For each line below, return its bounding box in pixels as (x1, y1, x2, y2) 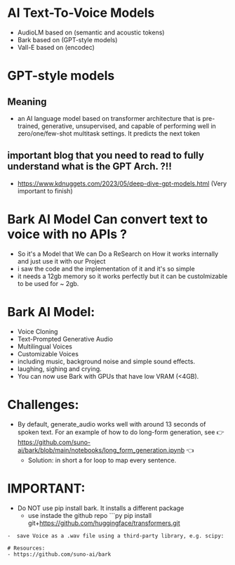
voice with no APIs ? (7, 226, 128, 242)
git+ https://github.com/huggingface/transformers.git (27, 519, 180, 527)
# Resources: (7, 545, 46, 552)
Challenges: (7, 396, 79, 413)
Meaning (7, 96, 47, 108)
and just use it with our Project (17, 256, 106, 265)
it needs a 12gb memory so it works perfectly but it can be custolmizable (17, 272, 228, 280)
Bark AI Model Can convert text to (7, 211, 208, 227)
